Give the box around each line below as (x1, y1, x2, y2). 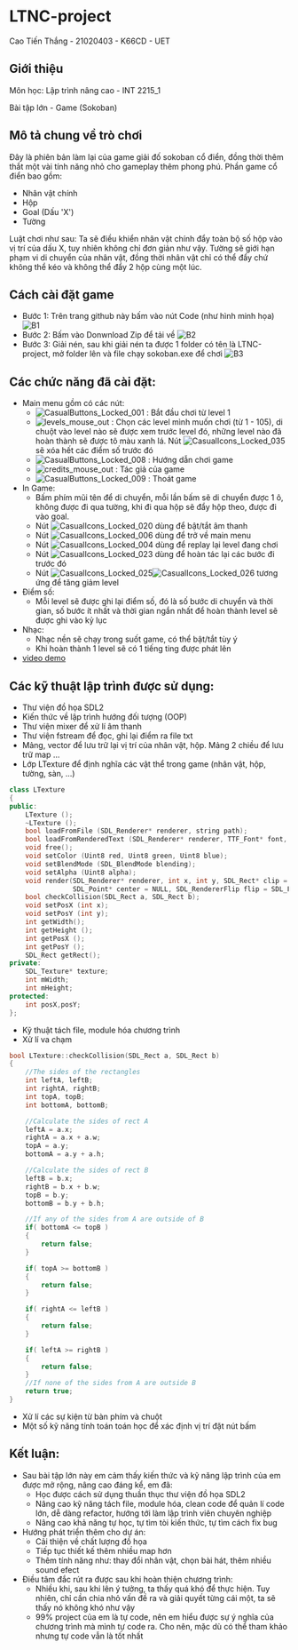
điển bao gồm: (9, 171, 62, 181)
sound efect (35, 1564, 80, 1574)
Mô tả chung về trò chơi (9, 128, 143, 143)
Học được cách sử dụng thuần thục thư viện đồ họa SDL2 (35, 1488, 246, 1499)
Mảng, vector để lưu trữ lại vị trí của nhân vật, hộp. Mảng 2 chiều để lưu (21, 740, 284, 750)
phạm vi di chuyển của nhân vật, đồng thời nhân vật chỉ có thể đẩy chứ (9, 251, 269, 263)
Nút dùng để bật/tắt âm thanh (35, 521, 248, 531)
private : (9, 959, 42, 968)
